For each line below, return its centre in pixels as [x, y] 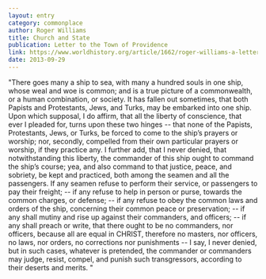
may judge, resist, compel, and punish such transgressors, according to [125, 259]
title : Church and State [49, 38]
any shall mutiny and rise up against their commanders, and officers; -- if [127, 217]
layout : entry [32, 15]
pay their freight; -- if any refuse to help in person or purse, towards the [125, 192]
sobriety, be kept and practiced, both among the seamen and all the [119, 174]
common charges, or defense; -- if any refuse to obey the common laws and [133, 200]
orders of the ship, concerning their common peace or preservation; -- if [127, 208]
